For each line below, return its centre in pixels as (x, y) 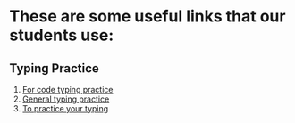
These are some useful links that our (147, 16)
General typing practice (66, 99)
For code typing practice (67, 90)
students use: (62, 35)
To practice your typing (65, 108)
